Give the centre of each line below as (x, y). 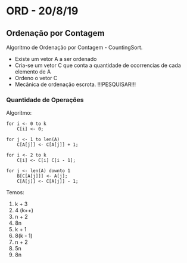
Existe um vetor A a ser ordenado (56, 59)
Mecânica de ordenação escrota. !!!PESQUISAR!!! (75, 84)
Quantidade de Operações (45, 100)
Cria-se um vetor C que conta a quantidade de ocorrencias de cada (98, 65)
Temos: (15, 192)
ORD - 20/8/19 (42, 11)
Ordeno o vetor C (36, 78)
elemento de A (33, 72)
